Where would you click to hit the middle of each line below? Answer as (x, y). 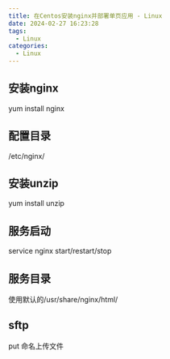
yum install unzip (36, 203)
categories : (28, 46)
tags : (17, 31)
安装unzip (33, 184)
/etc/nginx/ (27, 156)
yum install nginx (36, 108)
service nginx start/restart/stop (60, 251)
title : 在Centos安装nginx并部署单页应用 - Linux (85, 16)
